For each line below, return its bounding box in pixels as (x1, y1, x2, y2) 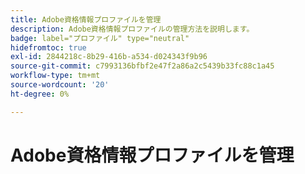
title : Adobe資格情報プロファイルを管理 (10, 14, 162, 25)
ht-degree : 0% (10, 89, 70, 99)
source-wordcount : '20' (10, 80, 110, 90)
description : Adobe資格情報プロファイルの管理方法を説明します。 (10, 24, 255, 34)
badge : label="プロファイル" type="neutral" (10, 33, 190, 43)
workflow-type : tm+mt (10, 71, 101, 81)
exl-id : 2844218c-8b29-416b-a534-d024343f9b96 (10, 52, 208, 62)
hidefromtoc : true (10, 42, 87, 53)
